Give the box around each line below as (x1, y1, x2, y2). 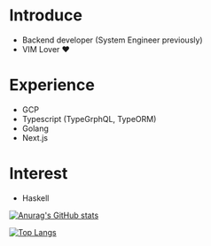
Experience (9, 75, 95, 96)
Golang (21, 123, 49, 134)
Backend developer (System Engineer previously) (21, 35, 203, 45)
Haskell (21, 192, 50, 204)
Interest (9, 164, 68, 184)
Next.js (21, 132, 49, 142)
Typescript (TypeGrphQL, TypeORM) (21, 113, 157, 124)
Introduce (9, 5, 82, 26)
